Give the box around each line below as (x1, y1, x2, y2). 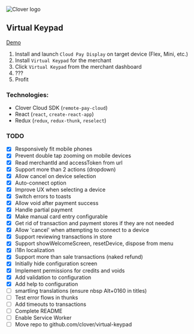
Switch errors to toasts (14, 192, 71, 200)
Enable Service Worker (14, 314, 72, 321)
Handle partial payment (14, 206, 73, 213)
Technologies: (6, 90, 49, 99)
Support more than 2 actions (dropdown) (14, 166, 116, 173)
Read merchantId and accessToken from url (14, 159, 123, 166)
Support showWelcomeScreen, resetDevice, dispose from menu (14, 240, 174, 247)
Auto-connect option (14, 179, 67, 186)
